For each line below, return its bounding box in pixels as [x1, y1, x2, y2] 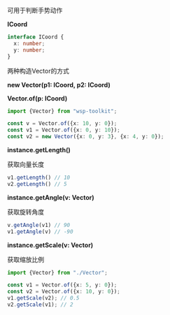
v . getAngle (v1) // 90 [7, 221, 71, 228]
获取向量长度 [7, 160, 44, 168]
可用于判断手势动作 [7, 6, 63, 14]
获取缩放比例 [7, 255, 44, 263]
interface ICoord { [7, 34, 64, 41]
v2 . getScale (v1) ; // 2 [7, 301, 73, 308]
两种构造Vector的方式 [7, 66, 70, 75]
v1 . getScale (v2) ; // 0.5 [7, 295, 80, 302]
